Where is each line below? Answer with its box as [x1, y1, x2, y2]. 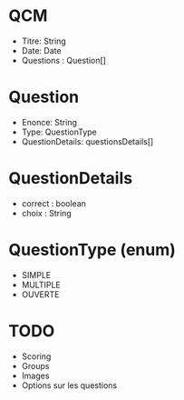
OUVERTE [21, 288, 60, 300]
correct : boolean [21, 197, 87, 209]
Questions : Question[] [21, 55, 106, 65]
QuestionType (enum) [8, 240, 176, 260]
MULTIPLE [21, 279, 61, 290]
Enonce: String [21, 116, 78, 127]
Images [21, 370, 50, 381]
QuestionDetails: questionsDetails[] [21, 135, 154, 146]
